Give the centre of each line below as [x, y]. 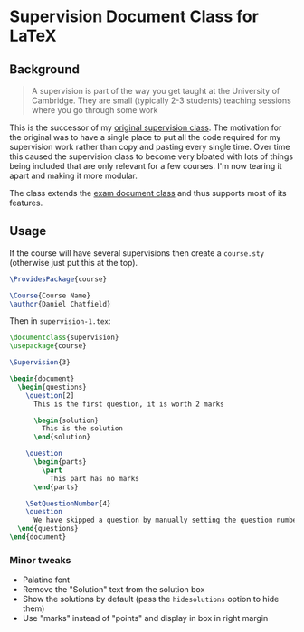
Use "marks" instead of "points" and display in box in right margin [145, 618]
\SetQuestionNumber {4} [68, 504]
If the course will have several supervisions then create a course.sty [137, 253]
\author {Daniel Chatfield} [60, 304]
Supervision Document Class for [134, 17]
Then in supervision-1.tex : [60, 321]
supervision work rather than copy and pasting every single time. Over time [150, 147]
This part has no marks [95, 478]
